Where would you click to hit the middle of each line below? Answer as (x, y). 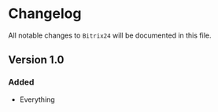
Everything (37, 99)
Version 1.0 (36, 60)
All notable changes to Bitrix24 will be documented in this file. (110, 35)
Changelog (45, 14)
